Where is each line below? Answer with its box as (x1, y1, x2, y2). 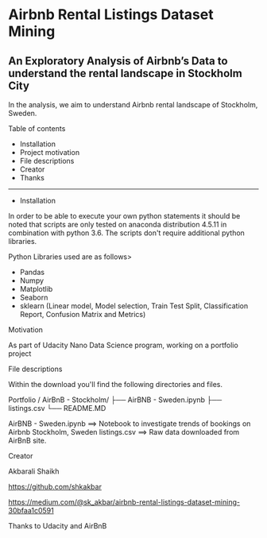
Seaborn (19, 292, 48, 302)
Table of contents (8, 124, 66, 133)
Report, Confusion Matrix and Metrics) (19, 310, 146, 319)
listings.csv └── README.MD (8, 404, 106, 412)
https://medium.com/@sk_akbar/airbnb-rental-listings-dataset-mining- (8, 497, 241, 506)
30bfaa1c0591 (8, 506, 54, 515)
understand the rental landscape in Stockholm (8, 66, 242, 80)
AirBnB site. (8, 435, 47, 445)
